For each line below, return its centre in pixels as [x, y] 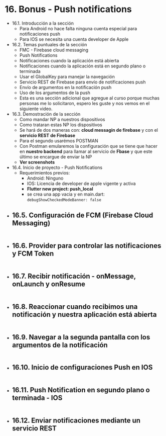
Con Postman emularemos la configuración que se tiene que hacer [89, 146]
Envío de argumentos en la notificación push [65, 87]
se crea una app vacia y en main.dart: [66, 194]
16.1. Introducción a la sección [43, 23]
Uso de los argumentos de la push [55, 93]
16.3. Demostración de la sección [46, 114]
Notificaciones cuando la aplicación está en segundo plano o [82, 66]
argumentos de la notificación [60, 345]
